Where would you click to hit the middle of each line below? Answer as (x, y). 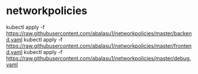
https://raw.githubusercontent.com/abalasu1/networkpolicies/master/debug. (99, 58)
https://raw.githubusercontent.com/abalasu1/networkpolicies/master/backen (99, 33)
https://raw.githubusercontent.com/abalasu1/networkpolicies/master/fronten (99, 46)
